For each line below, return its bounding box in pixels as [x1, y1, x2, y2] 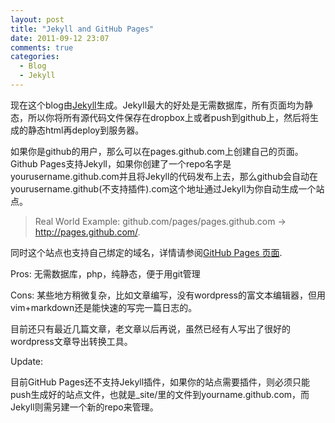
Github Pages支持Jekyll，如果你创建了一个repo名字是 [10, 157, 232, 170]
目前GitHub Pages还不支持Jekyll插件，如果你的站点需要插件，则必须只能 [10, 376, 311, 388]
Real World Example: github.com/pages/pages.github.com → [34, 215, 287, 227]
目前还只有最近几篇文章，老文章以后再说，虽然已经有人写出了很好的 [10, 322, 291, 335]
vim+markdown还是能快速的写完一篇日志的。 [10, 301, 198, 313]
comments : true [10, 42, 74, 53]
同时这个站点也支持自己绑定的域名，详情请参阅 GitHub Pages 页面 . [10, 246, 283, 258]
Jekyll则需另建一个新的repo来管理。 [10, 401, 159, 413]
